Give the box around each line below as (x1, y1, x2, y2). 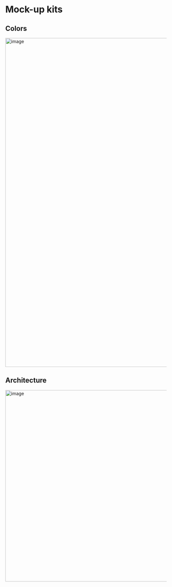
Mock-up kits (5, 4, 63, 15)
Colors (5, 24, 27, 33)
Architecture (5, 376, 47, 385)
